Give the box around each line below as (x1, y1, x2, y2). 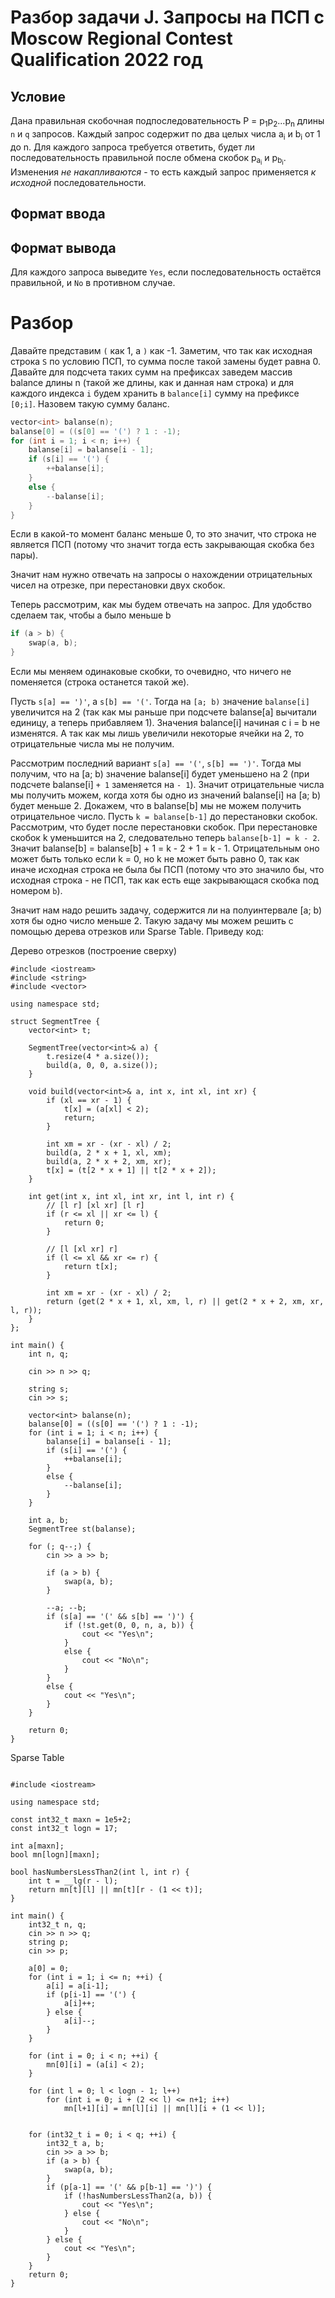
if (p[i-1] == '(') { (46, 1990, 137, 2000)
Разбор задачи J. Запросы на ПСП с (10, 6, 325, 29)
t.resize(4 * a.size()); (46, 1052, 150, 1062)
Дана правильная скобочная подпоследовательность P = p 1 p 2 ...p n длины (10, 115, 325, 129)
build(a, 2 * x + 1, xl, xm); (46, 1148, 172, 1158)
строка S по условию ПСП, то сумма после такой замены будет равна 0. (10, 355, 322, 367)
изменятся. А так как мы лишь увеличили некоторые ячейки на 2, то (10, 727, 305, 740)
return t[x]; (63, 1262, 118, 1272)
